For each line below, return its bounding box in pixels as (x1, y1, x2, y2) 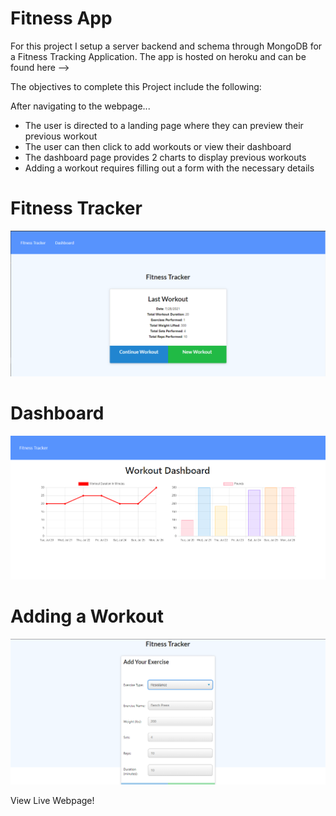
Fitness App (10, 7, 113, 30)
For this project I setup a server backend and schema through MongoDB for (10, 40, 323, 52)
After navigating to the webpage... (10, 100, 151, 112)
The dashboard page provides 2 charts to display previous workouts (24, 151, 307, 163)
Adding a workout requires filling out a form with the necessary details (24, 162, 315, 174)
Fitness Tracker (10, 197, 143, 220)
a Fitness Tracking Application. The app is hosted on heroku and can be (10, 50, 307, 62)
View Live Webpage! (10, 794, 95, 806)
